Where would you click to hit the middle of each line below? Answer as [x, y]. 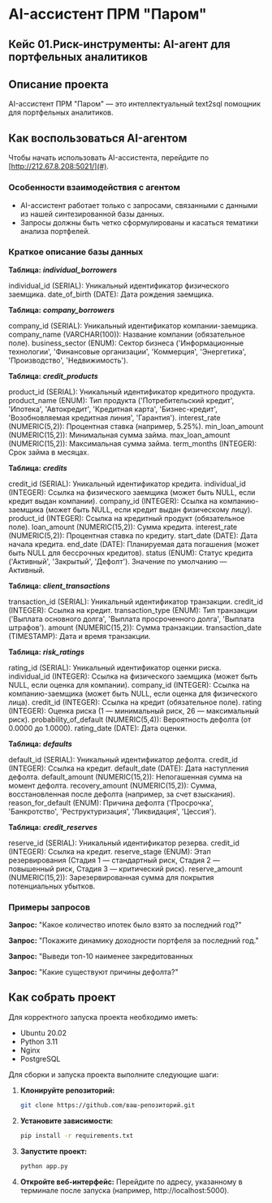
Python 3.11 [39, 1041]
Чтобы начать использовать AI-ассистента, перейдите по [109, 158]
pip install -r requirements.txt [77, 1136]
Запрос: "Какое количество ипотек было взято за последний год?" [125, 925]
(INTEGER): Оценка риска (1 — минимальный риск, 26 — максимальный [134, 710]
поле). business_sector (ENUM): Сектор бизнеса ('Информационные [126, 343]
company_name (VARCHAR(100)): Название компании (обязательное [127, 334]
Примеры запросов [50, 907]
